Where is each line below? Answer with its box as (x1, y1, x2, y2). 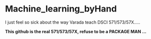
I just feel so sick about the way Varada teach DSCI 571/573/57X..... (5, 19, 141, 25)
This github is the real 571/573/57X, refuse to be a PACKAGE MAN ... (5, 28, 147, 34)
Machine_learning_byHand (5, 3, 117, 14)
